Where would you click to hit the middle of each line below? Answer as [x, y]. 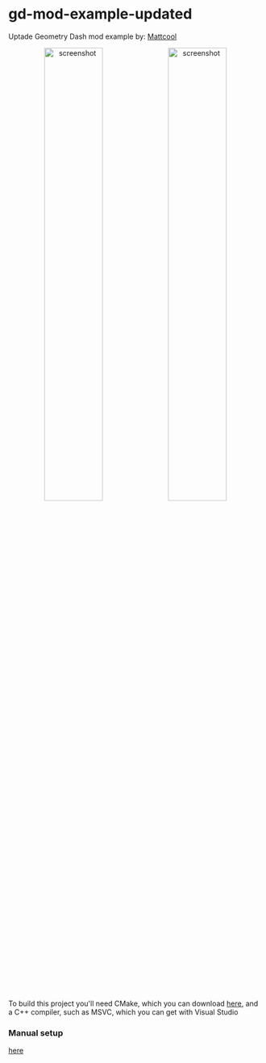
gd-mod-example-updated [100, 14]
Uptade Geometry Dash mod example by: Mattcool [93, 36]
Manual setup [36, 1032]
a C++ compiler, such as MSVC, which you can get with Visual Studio [123, 1012]
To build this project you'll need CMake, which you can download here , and [133, 1003]
